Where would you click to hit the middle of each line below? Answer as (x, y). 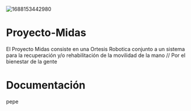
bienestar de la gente (32, 61)
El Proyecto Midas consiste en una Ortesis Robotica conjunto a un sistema (95, 49)
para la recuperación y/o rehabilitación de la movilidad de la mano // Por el (96, 55)
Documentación (46, 85)
